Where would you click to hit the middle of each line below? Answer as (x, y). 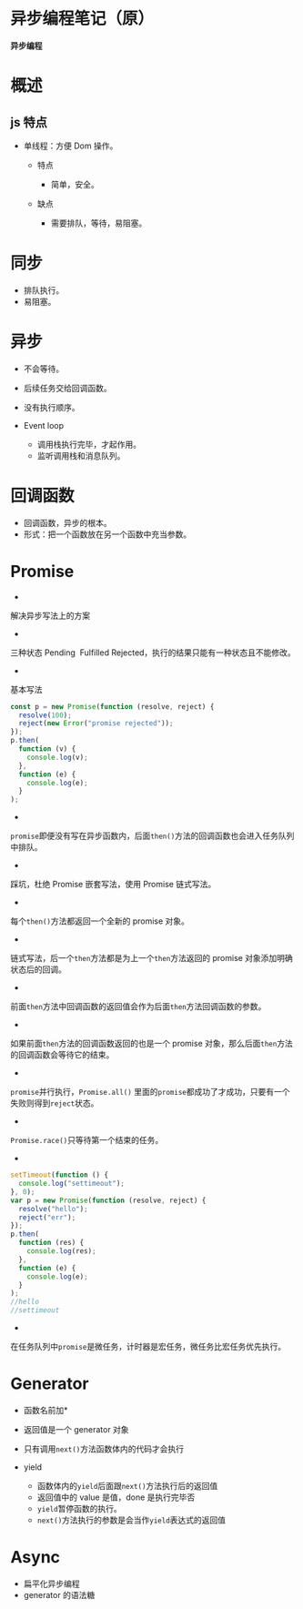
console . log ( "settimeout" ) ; (72, 1184)
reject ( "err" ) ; (47, 1217)
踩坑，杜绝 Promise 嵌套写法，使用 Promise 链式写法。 (113, 885)
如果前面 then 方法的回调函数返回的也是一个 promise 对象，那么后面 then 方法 (152, 1044)
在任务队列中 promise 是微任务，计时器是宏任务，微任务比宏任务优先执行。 (148, 1347)
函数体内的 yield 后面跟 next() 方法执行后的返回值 (127, 1486)
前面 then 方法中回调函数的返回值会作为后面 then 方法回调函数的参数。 (138, 1007)
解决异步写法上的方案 (50, 615)
